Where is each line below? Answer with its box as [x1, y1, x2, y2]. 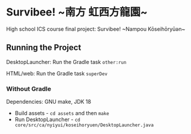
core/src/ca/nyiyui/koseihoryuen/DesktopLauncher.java [14, 122, 154, 128]
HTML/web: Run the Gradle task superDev [6, 69, 108, 77]
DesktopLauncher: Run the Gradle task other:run [6, 58, 127, 65]
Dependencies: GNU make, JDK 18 [6, 98, 91, 106]
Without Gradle [6, 84, 52, 92]
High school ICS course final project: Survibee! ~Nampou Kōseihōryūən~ [6, 25, 186, 33]
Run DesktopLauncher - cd [14, 116, 80, 123]
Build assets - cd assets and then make [14, 110, 109, 117]
